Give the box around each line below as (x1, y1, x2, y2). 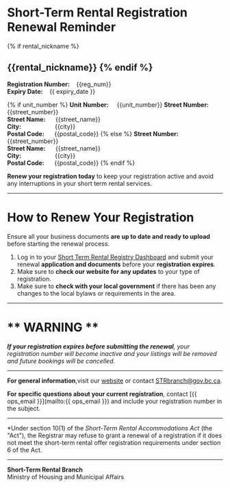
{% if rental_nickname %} (7, 42, 79, 50)
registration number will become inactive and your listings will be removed (7, 349, 217, 357)
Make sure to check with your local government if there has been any (16, 282, 216, 290)
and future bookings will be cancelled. (7, 357, 116, 365)
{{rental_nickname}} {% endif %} (7, 62, 153, 73)
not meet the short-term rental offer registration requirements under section (7, 438, 221, 446)
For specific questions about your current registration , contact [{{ (7, 389, 197, 398)
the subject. (7, 404, 41, 412)
